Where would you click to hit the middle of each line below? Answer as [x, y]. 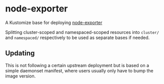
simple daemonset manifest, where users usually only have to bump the [79, 70]
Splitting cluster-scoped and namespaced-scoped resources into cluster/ [82, 32]
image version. [21, 76]
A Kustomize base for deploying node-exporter [54, 22]
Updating [20, 53]
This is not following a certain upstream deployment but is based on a [77, 65]
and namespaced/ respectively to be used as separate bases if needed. [77, 37]
